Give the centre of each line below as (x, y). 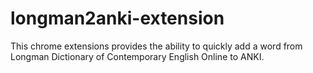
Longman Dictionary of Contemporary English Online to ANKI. (137, 56)
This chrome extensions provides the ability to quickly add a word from (156, 46)
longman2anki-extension (117, 18)
